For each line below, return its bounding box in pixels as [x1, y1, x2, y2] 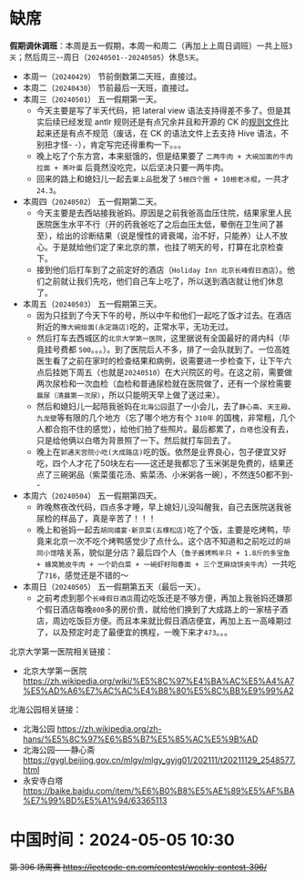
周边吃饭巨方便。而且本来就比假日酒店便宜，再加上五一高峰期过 [52, 615, 292, 626]
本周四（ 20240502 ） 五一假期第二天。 [22, 196, 162, 207]
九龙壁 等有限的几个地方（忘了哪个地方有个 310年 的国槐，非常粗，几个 [36, 411, 296, 423]
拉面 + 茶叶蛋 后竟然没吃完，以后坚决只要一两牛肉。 [36, 161, 229, 173]
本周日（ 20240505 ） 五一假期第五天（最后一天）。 [22, 581, 207, 592]
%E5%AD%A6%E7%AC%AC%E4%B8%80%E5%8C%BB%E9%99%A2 [22, 684, 294, 696]
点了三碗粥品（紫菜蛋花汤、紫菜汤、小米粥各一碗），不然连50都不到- [36, 469, 294, 480]
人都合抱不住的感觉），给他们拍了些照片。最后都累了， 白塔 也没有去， [36, 423, 294, 434]
